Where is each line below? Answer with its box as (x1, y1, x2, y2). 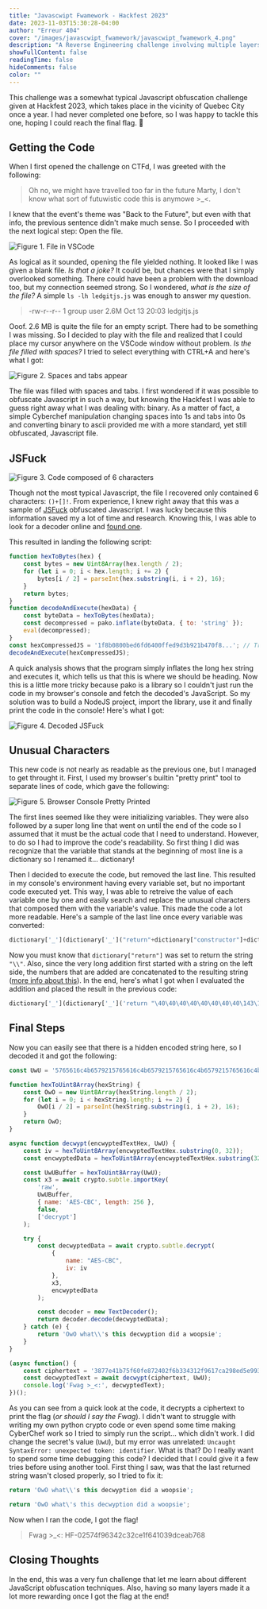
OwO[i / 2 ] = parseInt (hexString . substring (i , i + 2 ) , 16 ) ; (37, 1103, 240, 1111)
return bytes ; (23, 590, 70, 598)
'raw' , (37, 1183, 59, 1192)
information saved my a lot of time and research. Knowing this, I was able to (9, 513, 257, 523)
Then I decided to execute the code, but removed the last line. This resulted (9, 870, 256, 880)
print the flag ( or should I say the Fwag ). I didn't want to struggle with (9, 1412, 236, 1421)
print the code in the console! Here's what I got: (9, 705, 165, 715)
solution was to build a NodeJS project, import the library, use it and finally (9, 697, 253, 706)
